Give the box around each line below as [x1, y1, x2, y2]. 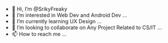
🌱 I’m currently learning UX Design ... [11, 18, 102, 24]
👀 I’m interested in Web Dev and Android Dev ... [11, 12, 127, 19]
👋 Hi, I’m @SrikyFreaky [11, 6, 68, 12]
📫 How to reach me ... [11, 31, 67, 37]
